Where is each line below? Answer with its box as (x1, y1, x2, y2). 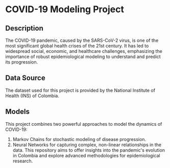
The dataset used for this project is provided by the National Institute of (5, 87, 156, 93)
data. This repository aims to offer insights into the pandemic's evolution (12, 147, 165, 153)
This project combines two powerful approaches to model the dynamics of (5, 121, 162, 127)
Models (5, 107, 30, 116)
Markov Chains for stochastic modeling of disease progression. (12, 136, 147, 142)
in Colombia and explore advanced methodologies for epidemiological (12, 152, 160, 158)
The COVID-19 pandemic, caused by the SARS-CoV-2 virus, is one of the (5, 37, 159, 43)
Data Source (5, 74, 45, 82)
